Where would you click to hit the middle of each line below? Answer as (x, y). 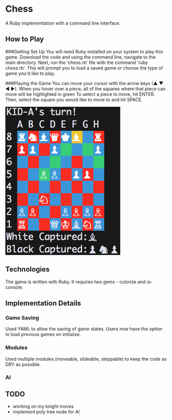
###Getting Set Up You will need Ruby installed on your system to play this (84, 51)
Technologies (28, 269)
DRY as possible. (23, 364)
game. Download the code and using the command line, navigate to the (81, 57)
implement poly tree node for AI (46, 412)
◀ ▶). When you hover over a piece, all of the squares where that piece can (85, 89)
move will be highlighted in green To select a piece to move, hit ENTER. (80, 94)
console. (15, 287)
